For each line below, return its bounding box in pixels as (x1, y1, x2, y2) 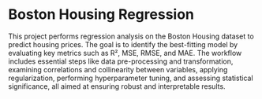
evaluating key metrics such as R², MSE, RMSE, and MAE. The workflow (8, 48, 242, 57)
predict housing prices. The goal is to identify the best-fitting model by (8, 39, 238, 49)
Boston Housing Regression (8, 5, 195, 24)
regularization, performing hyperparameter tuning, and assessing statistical (8, 73, 254, 82)
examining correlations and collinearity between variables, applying (8, 64, 228, 74)
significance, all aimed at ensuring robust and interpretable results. (8, 81, 226, 91)
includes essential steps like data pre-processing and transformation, (8, 57, 234, 66)
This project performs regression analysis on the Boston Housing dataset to (8, 31, 254, 41)
